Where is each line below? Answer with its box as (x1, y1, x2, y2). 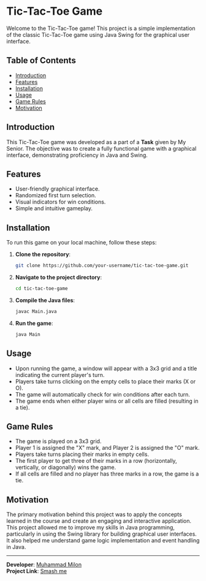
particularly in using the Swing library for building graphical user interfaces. (6, 530, 197, 537)
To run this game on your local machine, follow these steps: (6, 239, 157, 246)
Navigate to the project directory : (15, 274, 102, 281)
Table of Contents (6, 55, 77, 66)
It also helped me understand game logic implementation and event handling (6, 537, 200, 544)
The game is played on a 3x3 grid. (15, 438, 102, 445)
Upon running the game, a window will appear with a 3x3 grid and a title (15, 365, 197, 372)
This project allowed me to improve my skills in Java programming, (6, 524, 175, 531)
